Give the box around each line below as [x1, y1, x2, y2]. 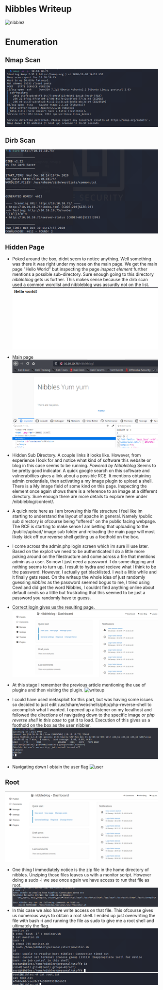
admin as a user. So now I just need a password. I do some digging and [12, 558, 154, 564]
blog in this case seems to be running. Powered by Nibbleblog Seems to [12, 462, 156, 468]
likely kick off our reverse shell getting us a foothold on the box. [12, 534, 140, 539]
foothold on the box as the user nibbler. [12, 722, 91, 728]
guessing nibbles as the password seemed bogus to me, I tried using [12, 579, 150, 585]
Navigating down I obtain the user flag [12, 764, 89, 770]
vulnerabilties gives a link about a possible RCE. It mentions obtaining [12, 472, 151, 479]
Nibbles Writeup [5, 3, 72, 15]
